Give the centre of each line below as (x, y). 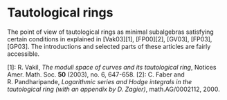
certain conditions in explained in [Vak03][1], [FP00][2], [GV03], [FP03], (110, 39)
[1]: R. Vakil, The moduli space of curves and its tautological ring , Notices (112, 67)
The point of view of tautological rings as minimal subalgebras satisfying (111, 32)
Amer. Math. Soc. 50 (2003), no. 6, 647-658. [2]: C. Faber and (96, 74)
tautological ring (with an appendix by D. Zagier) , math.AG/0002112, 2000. (113, 89)
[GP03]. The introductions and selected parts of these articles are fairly (109, 46)
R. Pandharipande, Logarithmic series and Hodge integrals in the (100, 81)
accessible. (24, 54)
